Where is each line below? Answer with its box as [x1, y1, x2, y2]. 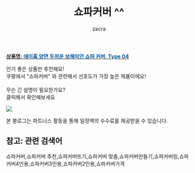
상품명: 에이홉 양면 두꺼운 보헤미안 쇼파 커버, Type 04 [6, 52, 130, 59]
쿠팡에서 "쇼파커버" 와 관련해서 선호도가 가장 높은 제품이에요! [6, 72, 146, 79]
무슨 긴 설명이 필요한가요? [6, 86, 66, 93]
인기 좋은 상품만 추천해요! [6, 65, 65, 72]
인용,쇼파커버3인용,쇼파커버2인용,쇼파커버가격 [18, 160, 125, 167]
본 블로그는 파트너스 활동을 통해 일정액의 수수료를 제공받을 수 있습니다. [6, 117, 168, 124]
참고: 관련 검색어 [6, 136, 63, 146]
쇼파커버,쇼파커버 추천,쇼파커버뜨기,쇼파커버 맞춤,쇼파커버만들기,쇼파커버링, [6, 152, 180, 159]
